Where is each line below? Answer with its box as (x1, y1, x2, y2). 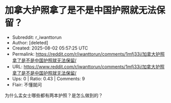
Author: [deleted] (12, 39, 48, 45)
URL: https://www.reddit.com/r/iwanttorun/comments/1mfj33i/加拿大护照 (12, 64, 165, 70)
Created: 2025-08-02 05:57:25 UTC (12, 45, 89, 51)
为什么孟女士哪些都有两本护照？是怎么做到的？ (5, 92, 103, 98)
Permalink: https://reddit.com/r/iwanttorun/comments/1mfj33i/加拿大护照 (12, 51, 165, 57)
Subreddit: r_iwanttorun (12, 34, 62, 40)
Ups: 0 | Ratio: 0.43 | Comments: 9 (12, 75, 85, 81)
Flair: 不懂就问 (12, 81, 42, 87)
